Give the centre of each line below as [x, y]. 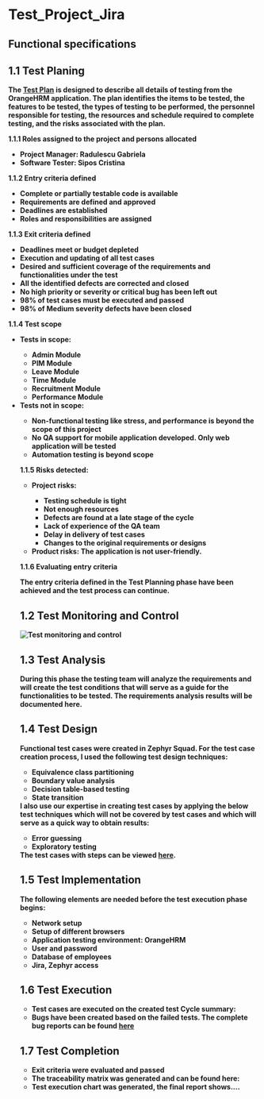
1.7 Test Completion [70, 1051]
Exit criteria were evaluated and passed [98, 1070]
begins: [33, 908]
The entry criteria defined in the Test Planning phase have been [126, 582]
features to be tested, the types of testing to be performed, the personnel [132, 107]
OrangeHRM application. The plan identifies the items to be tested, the [127, 98]
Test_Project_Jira [67, 15]
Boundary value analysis [73, 781]
